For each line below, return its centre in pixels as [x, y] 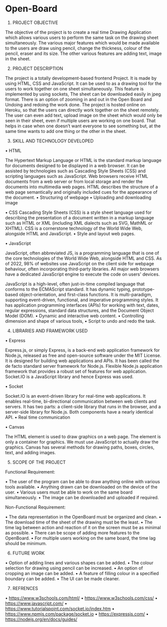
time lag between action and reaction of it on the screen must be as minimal [83, 527]
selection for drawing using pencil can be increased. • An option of [74, 568]
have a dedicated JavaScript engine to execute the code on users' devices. [83, 274]
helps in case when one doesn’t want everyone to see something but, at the [83, 126]
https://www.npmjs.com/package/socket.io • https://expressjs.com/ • [77, 614]
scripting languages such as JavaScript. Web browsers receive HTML [77, 176]
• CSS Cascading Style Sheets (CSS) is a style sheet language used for [79, 212]
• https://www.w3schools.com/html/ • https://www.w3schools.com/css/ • [82, 598]
